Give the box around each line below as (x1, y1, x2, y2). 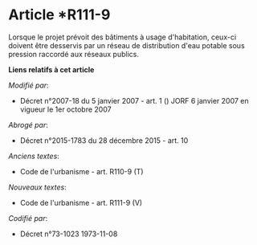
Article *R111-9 (8, 6, 111, 24)
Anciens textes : (8, 151, 60, 161)
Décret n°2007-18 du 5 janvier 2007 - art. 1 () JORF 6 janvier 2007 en (19, 96, 249, 105)
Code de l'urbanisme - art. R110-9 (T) (19, 166, 144, 176)
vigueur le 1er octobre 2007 (19, 104, 112, 114)
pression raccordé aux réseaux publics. (8, 49, 139, 59)
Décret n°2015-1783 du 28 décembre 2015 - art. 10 (19, 135, 189, 145)
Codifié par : (8, 213, 48, 223)
